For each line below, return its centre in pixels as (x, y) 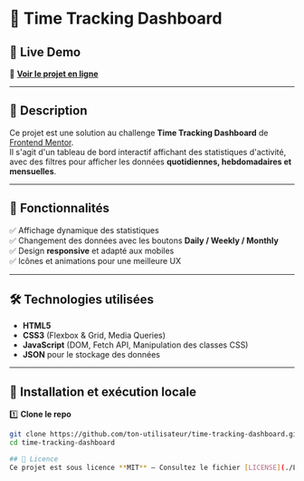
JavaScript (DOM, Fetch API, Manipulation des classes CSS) (135, 345)
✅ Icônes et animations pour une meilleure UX (95, 260)
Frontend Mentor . (42, 142)
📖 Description (48, 111)
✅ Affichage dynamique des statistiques (85, 230)
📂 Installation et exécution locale (103, 392)
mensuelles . (33, 171)
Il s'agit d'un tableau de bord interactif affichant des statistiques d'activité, (148, 152)
